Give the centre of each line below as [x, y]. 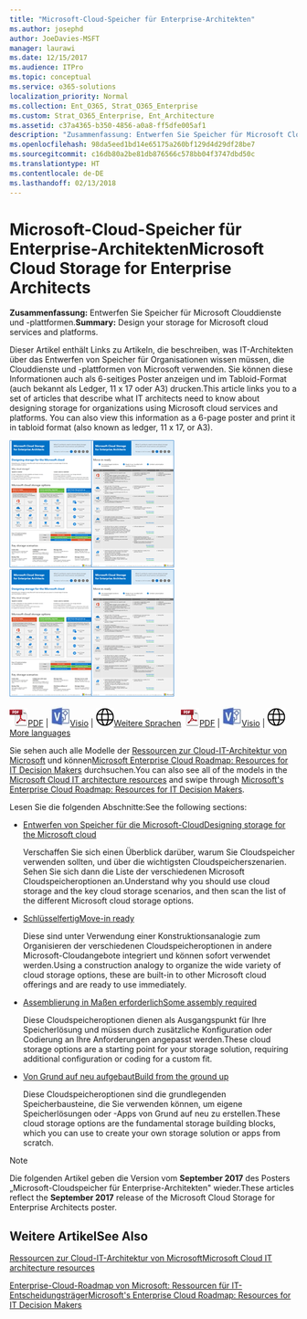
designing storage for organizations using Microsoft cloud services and [144, 408]
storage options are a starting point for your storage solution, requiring [155, 1050]
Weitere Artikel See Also [79, 1236]
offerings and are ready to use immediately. [105, 985]
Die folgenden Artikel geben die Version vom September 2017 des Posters [150, 1178]
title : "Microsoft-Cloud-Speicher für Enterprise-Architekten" [132, 19]
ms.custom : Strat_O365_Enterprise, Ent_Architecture [112, 116]
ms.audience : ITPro [47, 68]
